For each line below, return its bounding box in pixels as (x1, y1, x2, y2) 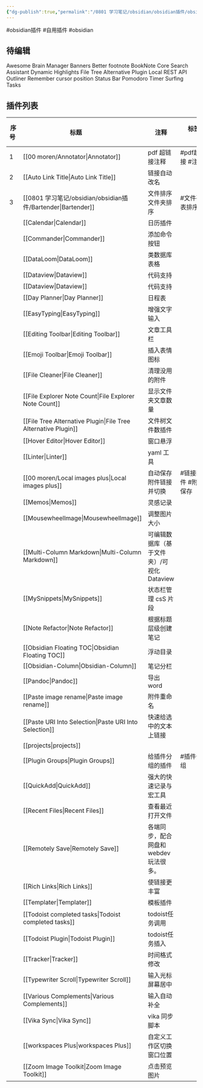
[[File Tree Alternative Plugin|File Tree (23, 417, 131, 426)
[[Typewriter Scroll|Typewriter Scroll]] (23, 975, 131, 984)
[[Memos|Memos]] (23, 498, 77, 507)
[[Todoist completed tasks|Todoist (23, 910, 121, 919)
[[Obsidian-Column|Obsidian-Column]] (23, 662, 137, 670)
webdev (147, 849, 171, 858)
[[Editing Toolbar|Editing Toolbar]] (23, 330, 121, 338)
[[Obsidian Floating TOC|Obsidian (23, 644, 119, 652)
